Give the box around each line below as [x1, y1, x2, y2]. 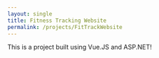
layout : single [7, 10, 53, 18]
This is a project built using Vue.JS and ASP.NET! [7, 43, 152, 52]
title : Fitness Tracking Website [7, 17, 107, 24]
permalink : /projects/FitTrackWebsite [7, 23, 123, 30]
